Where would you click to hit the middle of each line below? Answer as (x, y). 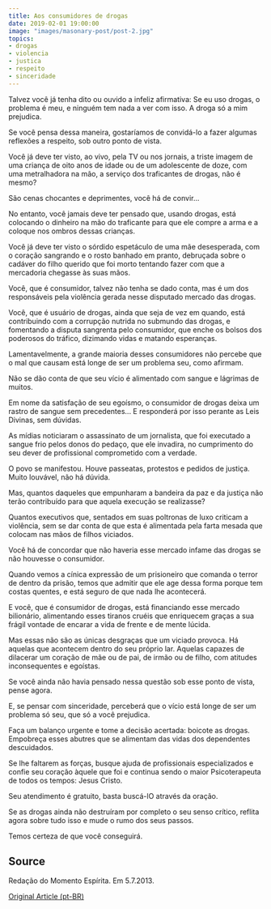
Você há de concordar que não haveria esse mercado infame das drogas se (135, 550)
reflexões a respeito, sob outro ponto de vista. (85, 141)
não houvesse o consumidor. (57, 558)
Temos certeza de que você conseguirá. (76, 836)
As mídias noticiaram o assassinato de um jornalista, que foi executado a (129, 435)
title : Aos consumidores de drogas (68, 16)
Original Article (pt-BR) (47, 897)
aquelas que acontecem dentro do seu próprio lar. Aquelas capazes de (127, 648)
